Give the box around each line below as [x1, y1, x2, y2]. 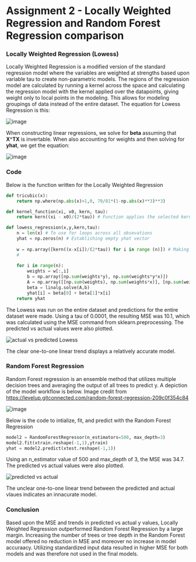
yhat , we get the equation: [6, 142, 70, 149]
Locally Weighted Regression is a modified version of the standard [6, 63, 166, 70]
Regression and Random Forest [6, 16, 161, 30]
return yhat [16, 295, 45, 301]
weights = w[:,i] [27, 268, 69, 274]
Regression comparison [6, 29, 124, 42]
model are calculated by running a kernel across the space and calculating [6, 82, 185, 89]
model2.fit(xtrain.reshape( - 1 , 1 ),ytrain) [6, 440, 108, 446]
